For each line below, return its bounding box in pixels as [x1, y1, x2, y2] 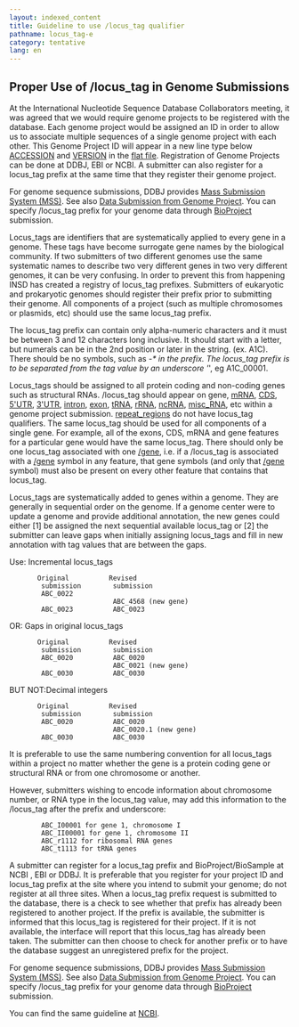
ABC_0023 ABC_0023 [41, 605, 145, 614]
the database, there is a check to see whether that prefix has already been [9, 897, 282, 909]
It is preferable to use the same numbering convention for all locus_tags [9, 748, 272, 759]
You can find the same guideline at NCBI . [9, 1007, 160, 1018]
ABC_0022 [41, 589, 74, 598]
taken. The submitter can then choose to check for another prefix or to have [9, 935, 287, 946]
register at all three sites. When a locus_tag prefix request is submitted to [9, 888, 278, 899]
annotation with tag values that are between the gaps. [9, 539, 207, 550]
